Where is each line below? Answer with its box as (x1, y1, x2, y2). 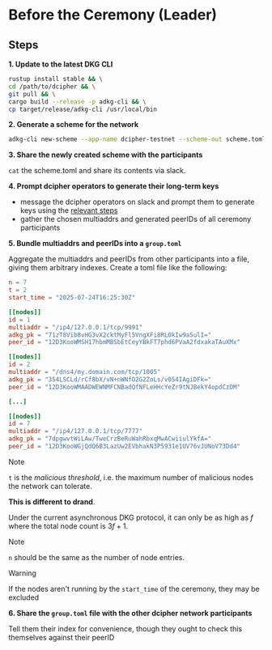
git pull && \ (8, 90, 57, 98)
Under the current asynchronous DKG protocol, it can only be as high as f (8, 512, 253, 522)
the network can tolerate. (8, 481, 93, 491)
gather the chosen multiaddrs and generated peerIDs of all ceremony (19, 215, 252, 224)
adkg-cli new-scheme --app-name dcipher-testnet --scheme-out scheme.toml (8, 135, 266, 143)
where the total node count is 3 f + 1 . (8, 520, 129, 531)
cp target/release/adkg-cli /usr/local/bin (8, 105, 158, 113)
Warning (8, 568, 36, 578)
